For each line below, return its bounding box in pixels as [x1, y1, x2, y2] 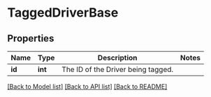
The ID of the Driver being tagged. [61, 64, 174, 74]
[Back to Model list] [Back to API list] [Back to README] [7, 82, 168, 91]
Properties [7, 33, 54, 44]
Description [97, 53, 138, 62]
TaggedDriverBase [7, 5, 119, 21]
